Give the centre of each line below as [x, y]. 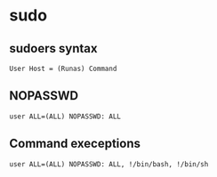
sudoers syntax [53, 48]
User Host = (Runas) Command [63, 68]
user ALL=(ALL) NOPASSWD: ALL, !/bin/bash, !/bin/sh [109, 164]
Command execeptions [75, 144]
